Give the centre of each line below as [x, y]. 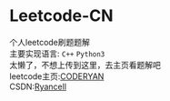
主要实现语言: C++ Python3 [57, 53]
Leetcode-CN [61, 16]
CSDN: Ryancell [38, 86]
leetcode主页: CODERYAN [57, 76]
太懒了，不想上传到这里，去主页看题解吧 [85, 65]
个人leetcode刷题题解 [50, 42]
